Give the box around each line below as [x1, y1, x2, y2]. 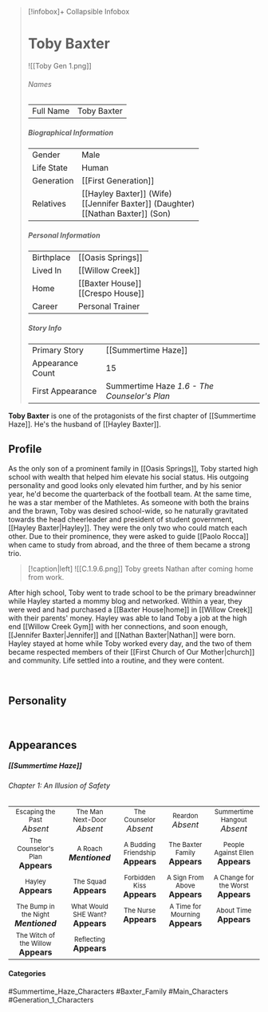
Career [31, 301, 58, 312]
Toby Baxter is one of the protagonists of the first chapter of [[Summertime [8, 411, 257, 421]
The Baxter [168, 840, 203, 849]
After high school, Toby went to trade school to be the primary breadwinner [8, 588, 257, 597]
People [223, 840, 245, 849]
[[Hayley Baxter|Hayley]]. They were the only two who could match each [8, 522, 247, 533]
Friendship [123, 848, 156, 856]
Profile [8, 443, 42, 456]
